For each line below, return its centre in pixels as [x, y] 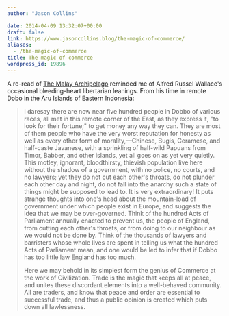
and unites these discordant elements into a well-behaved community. [123, 284]
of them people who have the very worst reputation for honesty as [117, 133]
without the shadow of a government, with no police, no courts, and [119, 169]
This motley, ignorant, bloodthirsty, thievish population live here [113, 162]
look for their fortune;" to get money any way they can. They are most [122, 126]
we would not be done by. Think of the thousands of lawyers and [115, 235]
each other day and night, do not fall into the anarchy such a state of [120, 184]
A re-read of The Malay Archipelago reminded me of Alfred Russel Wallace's [115, 84]
